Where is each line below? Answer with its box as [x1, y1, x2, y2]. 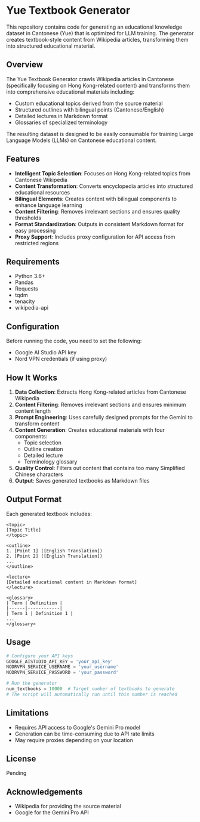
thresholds [14, 214, 42, 221]
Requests [14, 285, 38, 292]
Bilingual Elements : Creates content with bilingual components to [14, 195, 177, 202]
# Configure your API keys [6, 653, 73, 659]
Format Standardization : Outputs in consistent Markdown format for [14, 220, 184, 227]
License [6, 753, 36, 764]
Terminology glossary [23, 458, 78, 465]
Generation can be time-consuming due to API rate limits [14, 730, 155, 737]
